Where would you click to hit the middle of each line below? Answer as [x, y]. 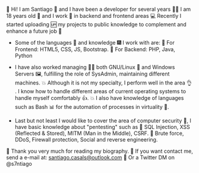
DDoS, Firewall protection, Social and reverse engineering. [86, 139]
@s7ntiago [19, 164]
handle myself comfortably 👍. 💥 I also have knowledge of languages [99, 98]
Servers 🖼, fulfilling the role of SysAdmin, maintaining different [92, 74]
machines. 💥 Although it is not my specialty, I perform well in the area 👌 [103, 83]
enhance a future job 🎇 [34, 31]
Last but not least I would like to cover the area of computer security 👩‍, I [103, 121]
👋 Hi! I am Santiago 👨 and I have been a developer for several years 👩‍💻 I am [99, 9]
